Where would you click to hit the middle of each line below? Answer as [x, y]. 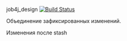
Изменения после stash [37, 33]
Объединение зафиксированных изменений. [64, 21]
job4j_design [22, 9]
